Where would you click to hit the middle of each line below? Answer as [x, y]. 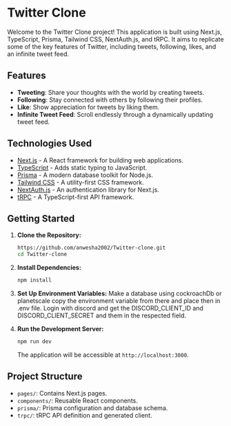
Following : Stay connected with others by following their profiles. [110, 100]
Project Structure [45, 377]
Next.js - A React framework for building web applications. [100, 160]
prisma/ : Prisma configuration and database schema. [92, 408]
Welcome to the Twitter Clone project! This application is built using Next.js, [115, 32]
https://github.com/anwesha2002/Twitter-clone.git [91, 248]
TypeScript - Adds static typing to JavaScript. [82, 167]
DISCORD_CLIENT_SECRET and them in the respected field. [102, 315]
